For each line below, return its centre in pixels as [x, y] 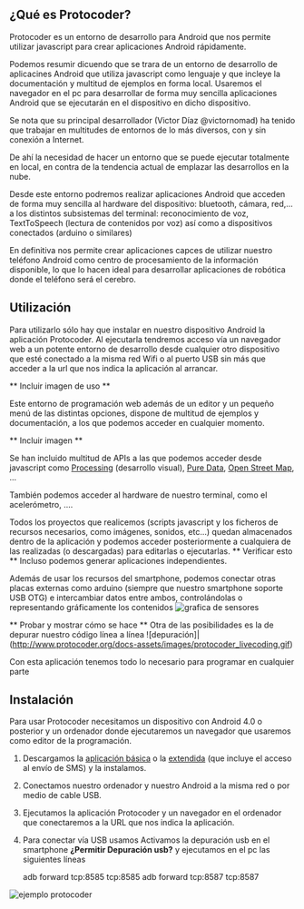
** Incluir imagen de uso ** [60, 386]
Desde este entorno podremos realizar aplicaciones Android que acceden [147, 193]
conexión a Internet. [47, 139]
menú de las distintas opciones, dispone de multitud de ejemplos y [134, 413]
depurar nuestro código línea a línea [77, 634]
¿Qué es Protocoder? [70, 15]
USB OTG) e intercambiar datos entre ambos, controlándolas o [126, 598]
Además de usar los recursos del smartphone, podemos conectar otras [143, 578]
